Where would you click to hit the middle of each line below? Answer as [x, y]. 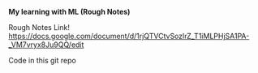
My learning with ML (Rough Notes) [69, 12]
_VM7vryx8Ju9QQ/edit [46, 45]
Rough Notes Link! [39, 27]
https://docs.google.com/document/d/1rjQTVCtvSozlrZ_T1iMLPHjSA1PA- [129, 36]
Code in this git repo [43, 60]
